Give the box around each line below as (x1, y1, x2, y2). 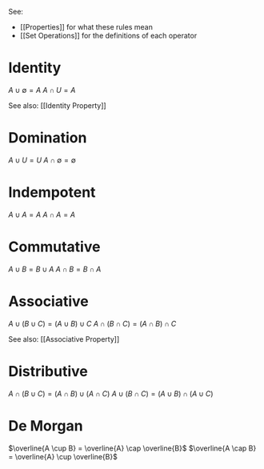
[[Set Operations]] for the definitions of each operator (19, 31, 198, 40)
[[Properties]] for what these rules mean (19, 22, 154, 31)
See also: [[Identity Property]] (8, 100, 106, 110)
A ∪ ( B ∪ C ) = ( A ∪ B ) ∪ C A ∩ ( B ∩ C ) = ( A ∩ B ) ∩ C (8, 319, 177, 328)
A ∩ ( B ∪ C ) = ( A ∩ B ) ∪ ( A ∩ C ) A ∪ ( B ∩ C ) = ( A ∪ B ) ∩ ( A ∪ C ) (8, 388, 214, 399)
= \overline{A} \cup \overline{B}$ (8, 451, 118, 461)
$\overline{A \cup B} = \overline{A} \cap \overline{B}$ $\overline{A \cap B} (8, 443, 257, 453)
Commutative (8, 238, 101, 255)
